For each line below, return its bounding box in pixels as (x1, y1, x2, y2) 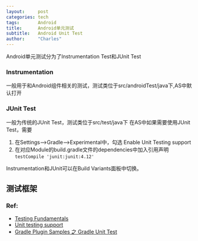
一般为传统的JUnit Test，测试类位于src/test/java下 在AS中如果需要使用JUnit (6, 118, 190, 126)
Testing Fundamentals (14, 215, 69, 222)
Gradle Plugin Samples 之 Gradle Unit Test (14, 228, 118, 236)
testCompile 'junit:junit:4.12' (14, 154, 94, 160)
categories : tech (6, 14, 49, 20)
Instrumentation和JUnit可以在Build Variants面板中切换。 (6, 164, 143, 171)
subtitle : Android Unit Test (6, 31, 83, 37)
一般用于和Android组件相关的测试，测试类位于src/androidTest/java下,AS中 (6, 82, 187, 89)
